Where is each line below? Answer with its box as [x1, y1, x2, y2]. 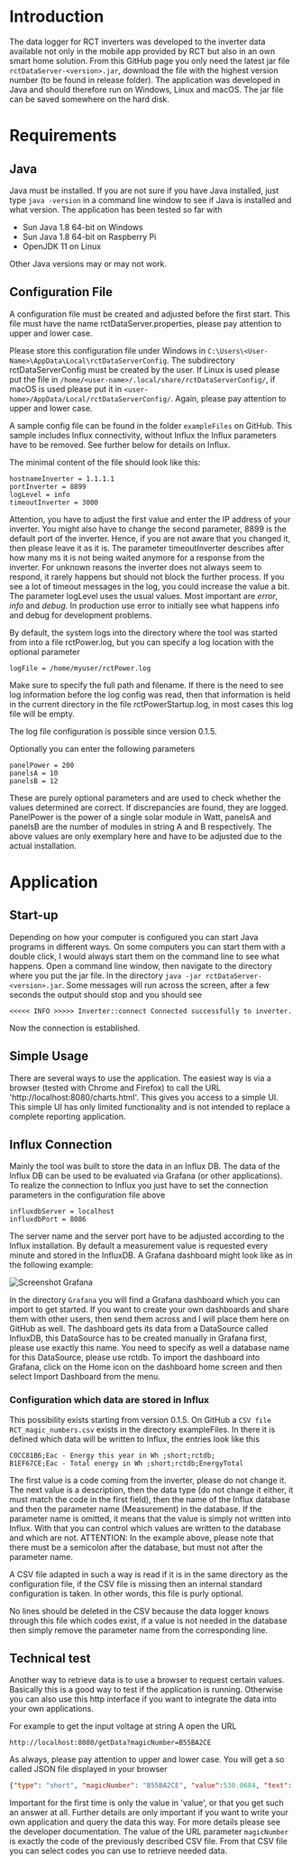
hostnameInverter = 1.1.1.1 [9, 474, 115, 484]
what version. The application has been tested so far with [9, 204, 223, 215]
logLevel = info [9, 490, 70, 499]
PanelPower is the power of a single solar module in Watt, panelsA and [9, 811, 272, 822]
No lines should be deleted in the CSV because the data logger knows [9, 1605, 270, 1616]
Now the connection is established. [9, 1022, 141, 1033]
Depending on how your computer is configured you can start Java [9, 931, 259, 942]
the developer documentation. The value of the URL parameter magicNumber [9, 1826, 289, 1837]
